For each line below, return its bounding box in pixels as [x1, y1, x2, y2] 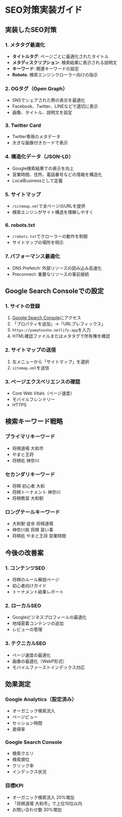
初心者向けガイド [12, 583, 47, 588]
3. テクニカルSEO [5, 640, 46, 647]
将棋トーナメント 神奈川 [12, 489, 61, 495]
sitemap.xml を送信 [12, 365, 50, 371]
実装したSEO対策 [5, 25, 57, 34]
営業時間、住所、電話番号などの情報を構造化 [12, 171, 102, 177]
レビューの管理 [12, 627, 42, 632]
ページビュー [12, 714, 38, 720]
